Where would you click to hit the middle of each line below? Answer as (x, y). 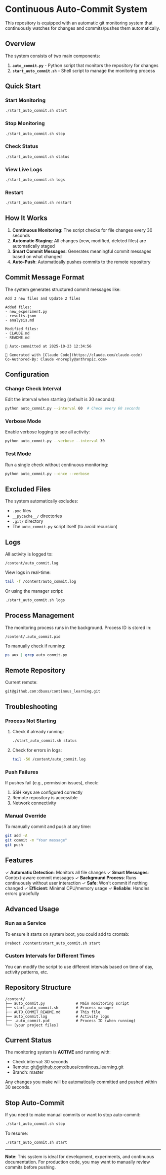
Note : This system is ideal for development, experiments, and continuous (80, 1156)
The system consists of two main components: (53, 56)
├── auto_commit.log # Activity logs (57, 1016)
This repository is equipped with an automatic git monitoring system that (79, 23)
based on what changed (37, 256)
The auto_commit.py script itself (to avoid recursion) (65, 527)
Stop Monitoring (25, 124)
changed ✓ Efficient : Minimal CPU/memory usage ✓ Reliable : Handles (77, 888)
